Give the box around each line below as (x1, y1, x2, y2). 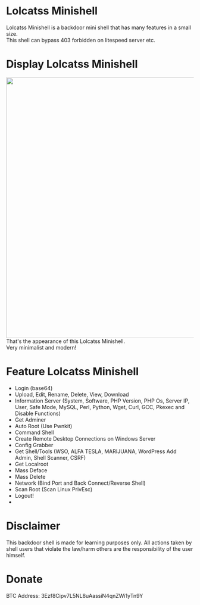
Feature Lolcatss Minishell (6, 365, 139, 379)
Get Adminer (14, 416, 46, 423)
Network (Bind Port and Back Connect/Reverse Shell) (14, 479, 146, 487)
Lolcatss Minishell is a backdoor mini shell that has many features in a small (6, 24, 192, 31)
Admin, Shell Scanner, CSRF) (14, 454, 86, 461)
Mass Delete (14, 473, 46, 480)
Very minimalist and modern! (6, 344, 77, 351)
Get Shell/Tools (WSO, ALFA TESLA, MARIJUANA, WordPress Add (14, 448, 177, 455)
